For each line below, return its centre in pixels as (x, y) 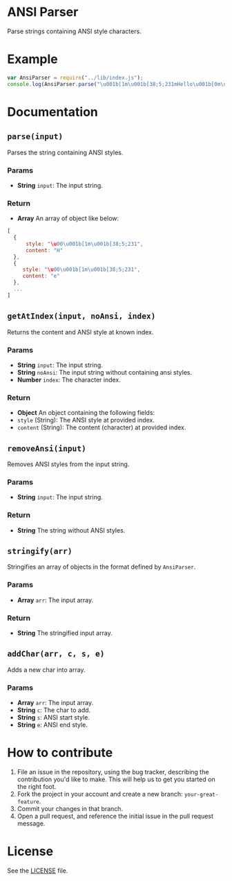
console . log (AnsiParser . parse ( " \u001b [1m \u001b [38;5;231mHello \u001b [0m (114, 84)
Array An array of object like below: (68, 218)
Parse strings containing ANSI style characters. (74, 31)
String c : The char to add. (54, 710)
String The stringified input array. (65, 633)
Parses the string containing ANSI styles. (65, 152)
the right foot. (37, 787)
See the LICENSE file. (38, 871)
